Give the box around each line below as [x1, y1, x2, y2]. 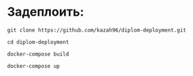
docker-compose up [7, 62, 60, 69]
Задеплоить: [7, 4, 84, 20]
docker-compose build [7, 51, 70, 58]
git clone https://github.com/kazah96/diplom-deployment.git [7, 27, 187, 34]
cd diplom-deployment [7, 38, 70, 45]
